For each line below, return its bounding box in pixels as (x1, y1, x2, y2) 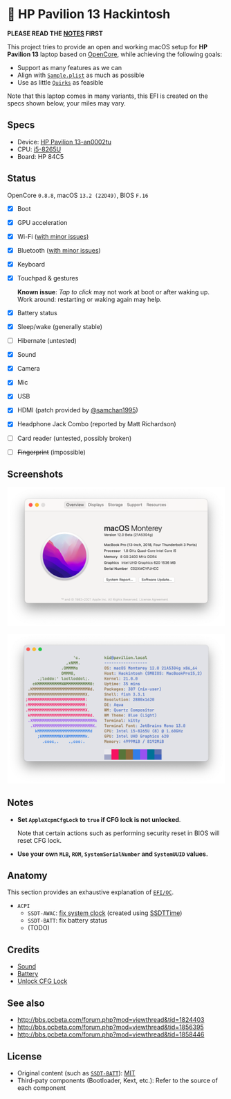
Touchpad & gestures (17, 274, 79, 282)
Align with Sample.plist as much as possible (17, 71, 145, 79)
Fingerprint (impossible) (17, 448, 86, 456)
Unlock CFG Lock (17, 977, 68, 985)
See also (7, 997, 45, 1009)
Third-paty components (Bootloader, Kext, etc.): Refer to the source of (17, 1076, 218, 1084)
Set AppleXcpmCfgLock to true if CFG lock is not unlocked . (17, 815, 181, 823)
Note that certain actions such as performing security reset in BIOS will (17, 829, 220, 837)
